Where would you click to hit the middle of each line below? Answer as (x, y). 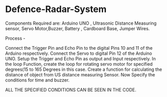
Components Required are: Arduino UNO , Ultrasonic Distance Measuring (81, 23)
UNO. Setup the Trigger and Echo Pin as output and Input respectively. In (80, 58)
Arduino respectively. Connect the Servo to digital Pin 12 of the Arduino (78, 53)
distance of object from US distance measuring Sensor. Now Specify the (80, 74)
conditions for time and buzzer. (37, 80)
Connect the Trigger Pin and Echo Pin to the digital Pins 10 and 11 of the (79, 48)
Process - (15, 38)
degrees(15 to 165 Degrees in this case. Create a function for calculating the (83, 69)
